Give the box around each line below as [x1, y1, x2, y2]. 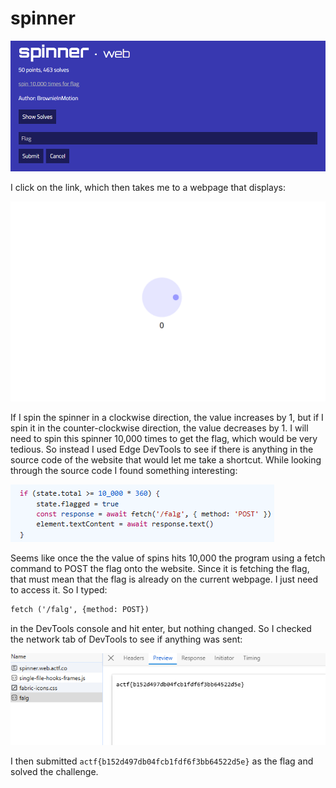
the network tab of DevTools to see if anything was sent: [10, 633, 243, 646]
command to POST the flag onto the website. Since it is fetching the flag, [10, 563, 310, 575]
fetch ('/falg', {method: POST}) [10, 605, 150, 615]
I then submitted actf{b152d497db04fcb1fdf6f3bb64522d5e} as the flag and [10, 755, 314, 767]
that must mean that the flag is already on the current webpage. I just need [10, 573, 319, 586]
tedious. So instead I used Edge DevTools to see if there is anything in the [10, 443, 314, 456]
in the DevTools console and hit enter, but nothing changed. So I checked [10, 623, 312, 635]
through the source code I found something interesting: [10, 465, 238, 477]
